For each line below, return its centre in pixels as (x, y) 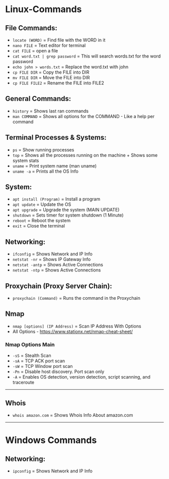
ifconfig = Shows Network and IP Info (53, 254)
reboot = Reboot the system (41, 221)
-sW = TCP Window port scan (43, 366)
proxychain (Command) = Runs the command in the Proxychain (76, 298)
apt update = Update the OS (42, 204)
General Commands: (38, 99)
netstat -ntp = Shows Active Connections (57, 270)
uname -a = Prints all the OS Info (46, 171)
